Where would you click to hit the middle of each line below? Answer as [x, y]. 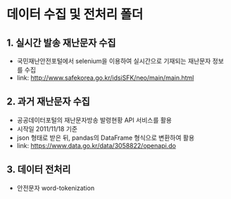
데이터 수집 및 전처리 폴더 [75, 14]
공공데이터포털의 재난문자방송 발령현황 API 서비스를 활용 [94, 120]
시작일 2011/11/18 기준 [47, 128]
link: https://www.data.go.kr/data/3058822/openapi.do [96, 145]
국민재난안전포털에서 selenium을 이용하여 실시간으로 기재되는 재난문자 [114, 61]
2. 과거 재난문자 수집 [49, 102]
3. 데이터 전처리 [39, 170]
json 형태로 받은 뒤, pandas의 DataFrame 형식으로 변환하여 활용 [106, 138]
